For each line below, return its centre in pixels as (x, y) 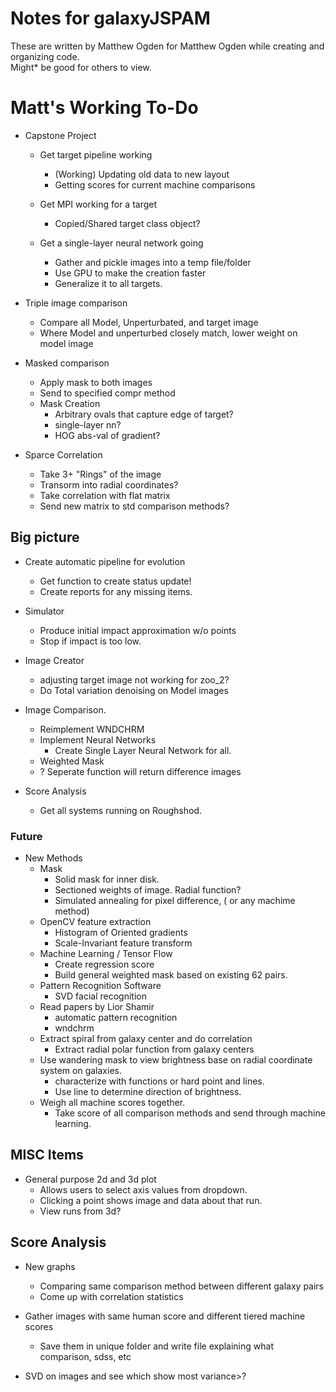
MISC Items (47, 1155)
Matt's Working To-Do (104, 108)
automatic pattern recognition (116, 1017)
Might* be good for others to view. (81, 67)
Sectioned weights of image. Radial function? (148, 889)
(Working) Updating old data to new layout (142, 174)
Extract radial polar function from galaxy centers (154, 1049)
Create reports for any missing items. (116, 591)
